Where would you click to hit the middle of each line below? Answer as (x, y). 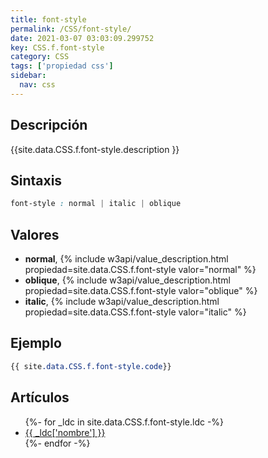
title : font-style (48, 19)
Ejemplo (36, 343)
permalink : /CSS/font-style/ (71, 29)
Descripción (49, 125)
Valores (35, 234)
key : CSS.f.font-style (57, 47)
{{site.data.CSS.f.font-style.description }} (95, 149)
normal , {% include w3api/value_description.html (126, 259)
